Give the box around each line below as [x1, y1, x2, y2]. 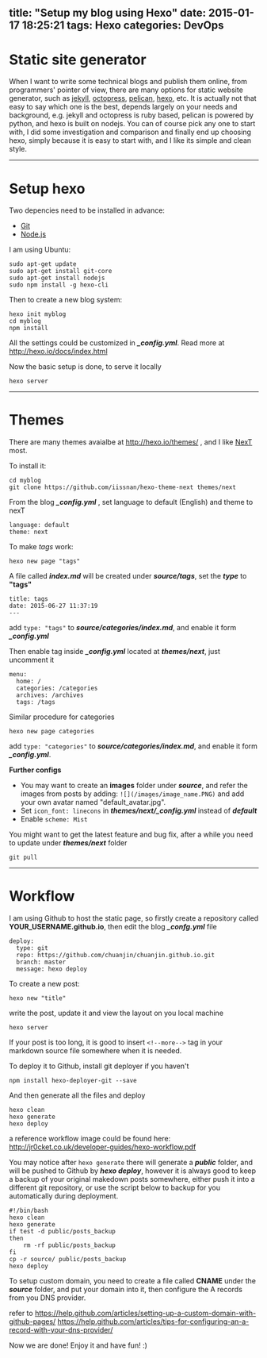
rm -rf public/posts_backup [23, 1241, 116, 1249]
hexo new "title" [9, 994, 67, 1002]
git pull [9, 853, 38, 862]
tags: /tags [16, 698, 56, 706]
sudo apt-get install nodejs [9, 274, 105, 283]
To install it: [9, 461, 47, 471]
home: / [16, 678, 42, 686]
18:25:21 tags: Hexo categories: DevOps [21, 19, 224, 33]
